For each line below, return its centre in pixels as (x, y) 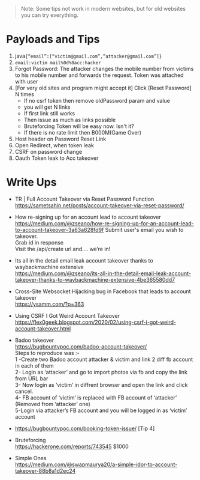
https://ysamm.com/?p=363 (49, 304)
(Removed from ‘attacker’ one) (53, 404)
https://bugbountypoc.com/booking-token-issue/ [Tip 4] (85, 428)
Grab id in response (39, 242)
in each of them (34, 365)
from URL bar (31, 378)
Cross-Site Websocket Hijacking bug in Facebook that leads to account (103, 291)
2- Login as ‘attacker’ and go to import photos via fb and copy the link (101, 372)
